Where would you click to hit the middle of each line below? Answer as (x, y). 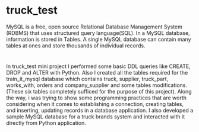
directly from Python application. (46, 123)
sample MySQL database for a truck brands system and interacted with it (96, 117)
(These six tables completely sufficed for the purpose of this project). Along (99, 92)
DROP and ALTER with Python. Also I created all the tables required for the (97, 73)
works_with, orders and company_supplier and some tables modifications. (97, 85)
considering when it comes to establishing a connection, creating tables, (95, 104)
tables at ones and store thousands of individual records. (76, 46)
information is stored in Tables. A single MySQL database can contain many (99, 39)
